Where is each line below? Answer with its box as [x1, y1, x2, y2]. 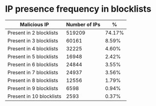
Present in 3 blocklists [7, 37, 59, 44]
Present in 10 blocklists [7, 93, 62, 100]
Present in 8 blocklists [7, 77, 59, 84]
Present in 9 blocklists [7, 85, 59, 91]
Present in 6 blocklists [7, 61, 59, 68]
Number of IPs [66, 21, 101, 28]
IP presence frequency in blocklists [5, 3, 152, 15]
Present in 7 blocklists [7, 69, 59, 76]
